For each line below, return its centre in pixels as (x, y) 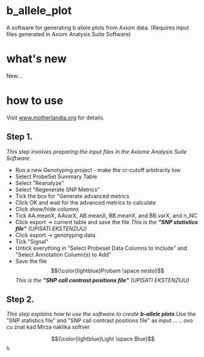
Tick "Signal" (32, 241)
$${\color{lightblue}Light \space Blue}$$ (103, 339)
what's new (36, 59)
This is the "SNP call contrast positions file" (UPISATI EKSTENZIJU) (102, 280)
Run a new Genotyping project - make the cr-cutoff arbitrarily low (98, 170)
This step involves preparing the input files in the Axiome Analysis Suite (97, 151)
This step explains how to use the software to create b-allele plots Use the (101, 314)
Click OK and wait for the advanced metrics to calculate (85, 202)
